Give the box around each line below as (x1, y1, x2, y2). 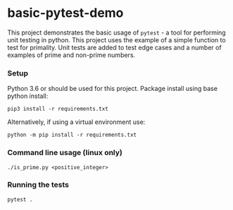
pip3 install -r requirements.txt (7, 106, 109, 113)
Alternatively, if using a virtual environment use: (7, 118, 146, 126)
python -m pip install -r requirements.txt (7, 132, 137, 139)
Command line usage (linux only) (7, 148, 123, 158)
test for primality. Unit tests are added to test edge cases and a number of (7, 43, 222, 51)
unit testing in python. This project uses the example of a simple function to (7, 35, 227, 44)
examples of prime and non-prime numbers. (7, 51, 136, 59)
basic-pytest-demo (7, 5, 124, 21)
